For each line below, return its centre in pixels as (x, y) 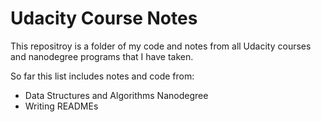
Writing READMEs (61, 106)
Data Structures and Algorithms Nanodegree (116, 95)
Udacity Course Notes (104, 18)
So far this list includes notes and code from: (102, 76)
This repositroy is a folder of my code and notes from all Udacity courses (161, 46)
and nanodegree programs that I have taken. (102, 56)
